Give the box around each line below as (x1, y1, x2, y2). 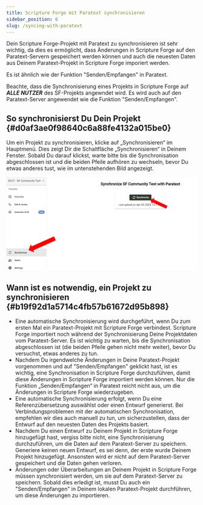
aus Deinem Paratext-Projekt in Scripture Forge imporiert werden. (6, 59, 170, 67)
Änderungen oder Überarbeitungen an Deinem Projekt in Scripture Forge (15, 466, 197, 473)
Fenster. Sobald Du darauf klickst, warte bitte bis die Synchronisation (6, 152, 179, 159)
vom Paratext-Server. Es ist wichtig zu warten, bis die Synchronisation (15, 337, 191, 344)
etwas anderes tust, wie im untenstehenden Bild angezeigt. (6, 164, 154, 172)
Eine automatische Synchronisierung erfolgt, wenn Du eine (15, 395, 162, 402)
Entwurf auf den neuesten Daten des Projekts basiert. (15, 421, 150, 428)
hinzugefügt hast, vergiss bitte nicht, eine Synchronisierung (15, 434, 164, 441)
